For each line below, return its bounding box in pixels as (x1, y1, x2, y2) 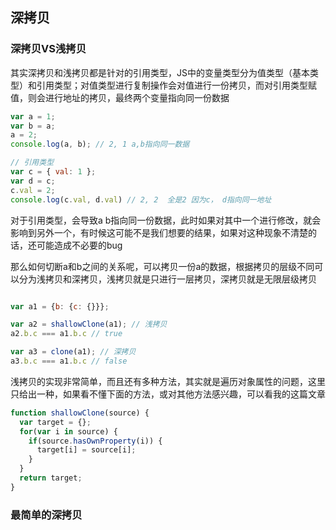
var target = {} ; (19, 417, 92, 427)
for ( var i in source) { (19, 426, 118, 437)
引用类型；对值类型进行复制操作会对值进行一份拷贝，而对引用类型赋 (36, 79, 317, 91)
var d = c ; (10, 176, 56, 186)
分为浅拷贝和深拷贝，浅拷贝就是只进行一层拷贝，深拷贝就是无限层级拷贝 (18, 273, 317, 285)
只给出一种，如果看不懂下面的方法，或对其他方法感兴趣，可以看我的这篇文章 (10, 388, 326, 400)
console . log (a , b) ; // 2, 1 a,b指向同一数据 (10, 139, 190, 150)
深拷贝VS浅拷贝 (10, 42, 87, 56)
